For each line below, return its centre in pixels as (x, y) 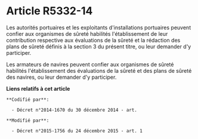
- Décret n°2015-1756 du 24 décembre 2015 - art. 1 (77, 131)
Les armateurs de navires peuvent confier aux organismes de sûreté (90, 64)
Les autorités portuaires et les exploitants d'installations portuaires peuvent (99, 27)
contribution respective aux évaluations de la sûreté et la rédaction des (93, 40)
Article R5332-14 (49, 11)
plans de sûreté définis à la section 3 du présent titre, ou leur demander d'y (99, 47)
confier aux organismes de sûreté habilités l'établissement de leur (87, 33)
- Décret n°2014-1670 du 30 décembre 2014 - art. (74, 110)
